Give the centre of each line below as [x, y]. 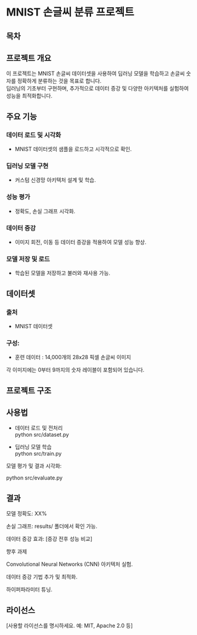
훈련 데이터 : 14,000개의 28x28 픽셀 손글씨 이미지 [73, 357]
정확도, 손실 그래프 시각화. [45, 211]
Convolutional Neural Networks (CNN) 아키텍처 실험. [69, 564]
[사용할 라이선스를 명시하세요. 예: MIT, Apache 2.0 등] [69, 625]
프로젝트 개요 [29, 58]
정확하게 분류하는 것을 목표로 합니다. [59, 81]
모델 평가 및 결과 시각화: [34, 466]
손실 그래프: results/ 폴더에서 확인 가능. [52, 526]
